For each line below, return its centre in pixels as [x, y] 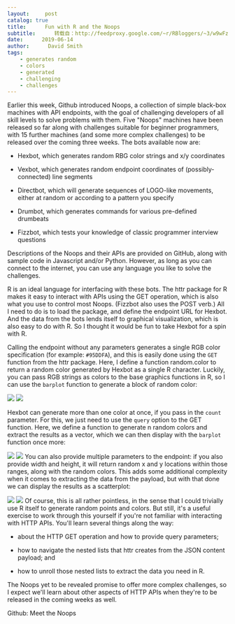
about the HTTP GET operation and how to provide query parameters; [118, 537]
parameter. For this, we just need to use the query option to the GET [105, 420]
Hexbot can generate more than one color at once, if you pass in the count [114, 413]
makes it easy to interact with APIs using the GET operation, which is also [113, 297]
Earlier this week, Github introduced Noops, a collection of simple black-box [117, 105]
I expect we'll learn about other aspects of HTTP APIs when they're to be [112, 593]
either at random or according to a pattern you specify [95, 198]
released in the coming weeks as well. [62, 600]
